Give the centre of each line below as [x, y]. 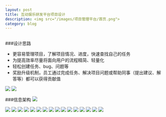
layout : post [19, 10]
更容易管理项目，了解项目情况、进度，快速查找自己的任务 [71, 54]
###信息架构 [18, 100]
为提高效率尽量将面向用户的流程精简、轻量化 [58, 60]
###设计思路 [18, 43]
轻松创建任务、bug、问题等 [40, 66]
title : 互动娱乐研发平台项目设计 [35, 14]
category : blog [21, 24]
